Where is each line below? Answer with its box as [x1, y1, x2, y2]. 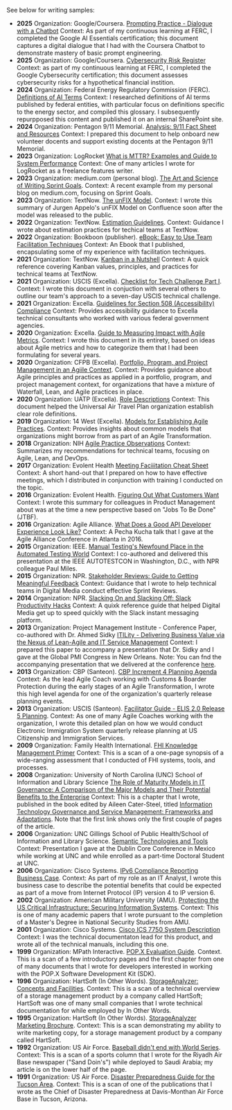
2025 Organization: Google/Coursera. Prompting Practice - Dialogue [16, 19, 213, 27]
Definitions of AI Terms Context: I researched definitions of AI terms [16, 93, 211, 101]
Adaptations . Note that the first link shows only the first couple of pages [16, 815, 222, 823]
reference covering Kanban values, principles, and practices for [16, 263, 199, 270]
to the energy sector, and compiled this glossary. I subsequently [16, 107, 200, 116]
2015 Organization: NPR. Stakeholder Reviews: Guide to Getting [16, 572, 199, 580]
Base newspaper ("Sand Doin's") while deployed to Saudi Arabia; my [16, 1058, 213, 1066]
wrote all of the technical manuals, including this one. [16, 940, 169, 948]
